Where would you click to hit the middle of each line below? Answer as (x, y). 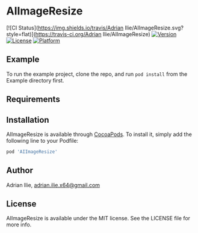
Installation (28, 120)
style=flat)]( (21, 34)
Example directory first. (35, 80)
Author (20, 171)
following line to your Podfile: (42, 140)
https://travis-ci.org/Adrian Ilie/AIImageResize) (93, 34)
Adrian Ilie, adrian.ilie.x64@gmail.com (53, 185)
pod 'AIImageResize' (32, 152)
